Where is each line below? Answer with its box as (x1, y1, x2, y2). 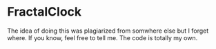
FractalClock (7, 4, 82, 20)
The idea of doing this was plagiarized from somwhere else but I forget (7, 27, 209, 35)
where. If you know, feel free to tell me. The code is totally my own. (7, 33, 198, 42)
